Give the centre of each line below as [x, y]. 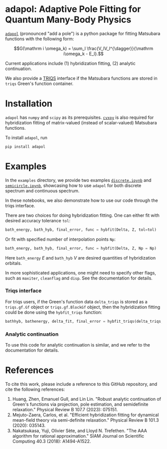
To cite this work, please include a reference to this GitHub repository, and [81, 384]
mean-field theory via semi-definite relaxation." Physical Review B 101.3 [85, 420]
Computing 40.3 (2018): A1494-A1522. [51, 441]
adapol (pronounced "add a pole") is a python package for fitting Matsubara [83, 33]
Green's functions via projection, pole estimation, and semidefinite [80, 404]
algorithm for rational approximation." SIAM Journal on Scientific [78, 436]
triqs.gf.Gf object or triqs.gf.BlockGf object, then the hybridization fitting [83, 307]
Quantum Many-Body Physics [68, 20]
